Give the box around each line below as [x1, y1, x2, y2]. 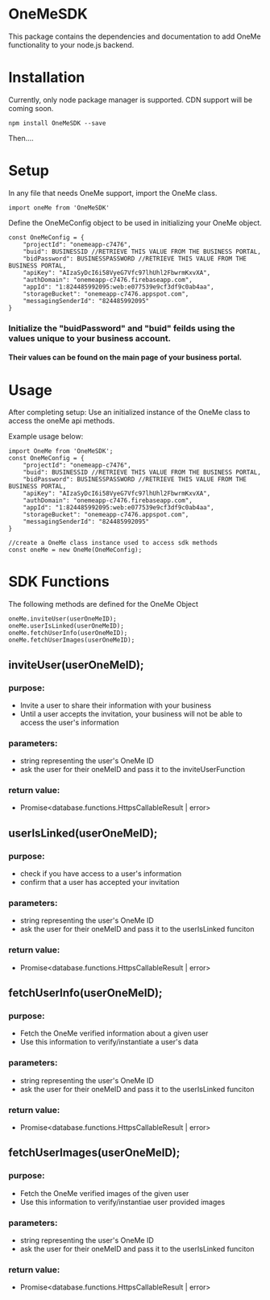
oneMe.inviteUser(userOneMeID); [8, 615, 117, 623]
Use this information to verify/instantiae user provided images [19, 1197, 226, 1207]
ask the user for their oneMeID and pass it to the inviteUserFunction [19, 765, 246, 775]
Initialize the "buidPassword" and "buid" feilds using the [8, 322, 235, 334]
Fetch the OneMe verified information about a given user [19, 1028, 209, 1038]
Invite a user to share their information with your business [19, 700, 212, 710]
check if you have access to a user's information [19, 869, 182, 878]
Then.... [8, 133, 34, 143]
